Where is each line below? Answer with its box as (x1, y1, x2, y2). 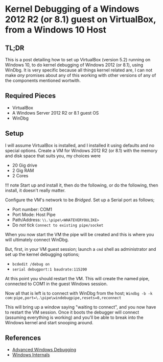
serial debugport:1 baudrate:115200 (12, 267, 87, 272)
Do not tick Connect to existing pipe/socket (12, 222, 104, 228)
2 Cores (12, 172, 28, 178)
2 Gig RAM (12, 168, 34, 173)
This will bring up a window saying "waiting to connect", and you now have (5, 304, 156, 310)
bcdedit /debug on (12, 262, 50, 266)
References (5, 334, 41, 342)
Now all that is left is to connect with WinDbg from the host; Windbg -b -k (5, 290, 153, 296)
